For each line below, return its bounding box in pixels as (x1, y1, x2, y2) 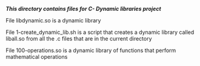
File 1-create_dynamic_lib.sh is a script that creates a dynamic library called (5, 28, 195, 36)
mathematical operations (5, 53, 68, 60)
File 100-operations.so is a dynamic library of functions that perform (5, 47, 176, 54)
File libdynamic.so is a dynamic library (5, 17, 101, 24)
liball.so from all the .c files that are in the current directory (5, 35, 152, 42)
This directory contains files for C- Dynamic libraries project (5, 5, 161, 12)
